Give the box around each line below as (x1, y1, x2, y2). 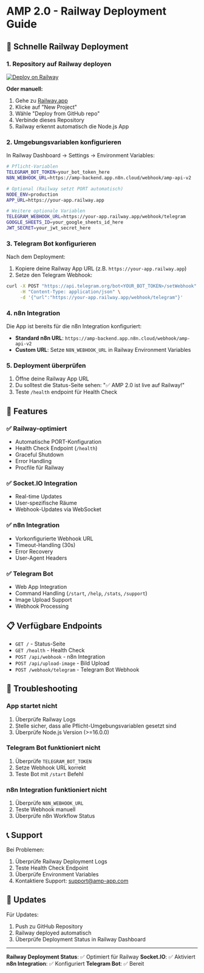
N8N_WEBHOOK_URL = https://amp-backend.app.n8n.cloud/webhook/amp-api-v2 (6, 174, 191, 181)
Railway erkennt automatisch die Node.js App (15, 123, 129, 130)
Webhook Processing (15, 603, 69, 610)
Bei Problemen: (6, 846, 44, 853)
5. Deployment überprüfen (6, 362, 86, 370)
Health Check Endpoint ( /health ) (15, 445, 98, 452)
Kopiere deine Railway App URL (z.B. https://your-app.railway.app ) (15, 265, 187, 272)
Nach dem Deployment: (6, 253, 66, 261)
